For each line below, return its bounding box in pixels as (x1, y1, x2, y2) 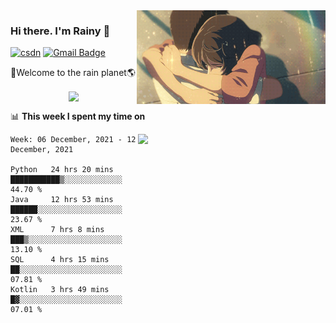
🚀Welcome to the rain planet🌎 (10, 67, 136, 79)
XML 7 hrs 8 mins (10, 225, 105, 235)
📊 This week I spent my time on (10, 110, 146, 123)
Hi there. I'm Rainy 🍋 (10, 24, 111, 38)
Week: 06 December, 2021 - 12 (10, 135, 137, 145)
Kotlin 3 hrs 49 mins (10, 285, 110, 295)
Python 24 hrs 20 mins (10, 165, 114, 175)
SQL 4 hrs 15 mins (10, 255, 110, 265)
